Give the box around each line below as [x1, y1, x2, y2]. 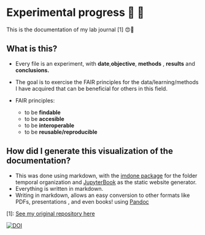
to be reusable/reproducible [24, 128, 98, 136]
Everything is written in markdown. [15, 185, 104, 192]
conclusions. [15, 66, 50, 74]
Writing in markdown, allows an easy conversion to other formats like [15, 191, 190, 199]
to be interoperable [24, 121, 75, 129]
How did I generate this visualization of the [6, 146, 173, 156]
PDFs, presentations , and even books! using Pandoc [15, 198, 149, 205]
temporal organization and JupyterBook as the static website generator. [15, 178, 197, 186]
